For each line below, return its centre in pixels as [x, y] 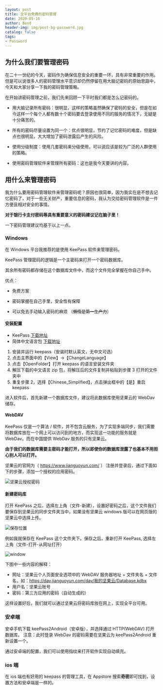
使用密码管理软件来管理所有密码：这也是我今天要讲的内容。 [72, 163]
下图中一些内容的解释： [28, 564]
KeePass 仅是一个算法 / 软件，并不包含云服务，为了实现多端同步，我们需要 [80, 427]
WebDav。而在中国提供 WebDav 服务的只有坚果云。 [57, 439]
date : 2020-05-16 [23, 18]
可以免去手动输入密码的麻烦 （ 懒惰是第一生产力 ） [62, 311]
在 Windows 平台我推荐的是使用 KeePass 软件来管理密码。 [64, 249]
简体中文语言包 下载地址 [36, 341]
